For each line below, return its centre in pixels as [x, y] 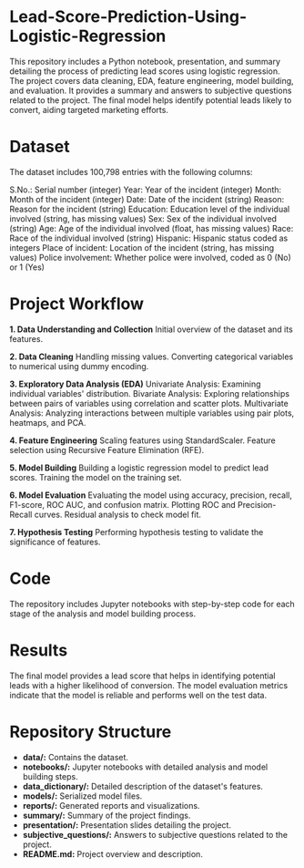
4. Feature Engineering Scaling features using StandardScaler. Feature [142, 440]
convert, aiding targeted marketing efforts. [89, 109]
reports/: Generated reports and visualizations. [111, 805]
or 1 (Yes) [27, 267]
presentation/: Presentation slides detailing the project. [127, 825]
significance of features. [55, 542]
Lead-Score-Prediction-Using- [128, 17]
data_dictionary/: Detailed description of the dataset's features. [143, 786]
